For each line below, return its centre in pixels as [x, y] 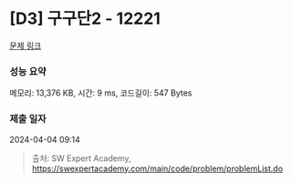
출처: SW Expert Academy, [81, 158]
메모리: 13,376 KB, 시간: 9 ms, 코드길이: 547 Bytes [101, 93]
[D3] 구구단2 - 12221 [85, 19]
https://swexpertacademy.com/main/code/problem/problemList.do [157, 168]
